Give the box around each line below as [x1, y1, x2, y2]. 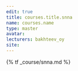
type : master [6, 25, 38, 32]
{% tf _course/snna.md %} [6, 58, 71, 66]
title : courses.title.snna [6, 14, 73, 20]
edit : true [6, 8, 33, 15]
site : [6, 42, 19, 48]
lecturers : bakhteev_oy [6, 36, 65, 42]
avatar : [6, 31, 25, 37]
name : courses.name [6, 20, 54, 26]
